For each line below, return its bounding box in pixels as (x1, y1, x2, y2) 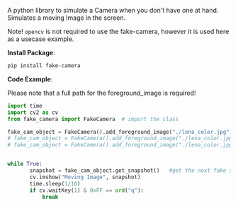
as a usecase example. (7, 35, 74, 43)
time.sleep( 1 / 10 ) (29, 180, 81, 187)
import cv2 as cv (7, 109, 59, 116)
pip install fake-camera (7, 62, 81, 69)
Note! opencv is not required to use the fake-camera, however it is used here (7, 28, 229, 35)
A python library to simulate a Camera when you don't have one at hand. (7, 6, 219, 14)
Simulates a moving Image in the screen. (7, 13, 126, 22)
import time (7, 102, 42, 109)
